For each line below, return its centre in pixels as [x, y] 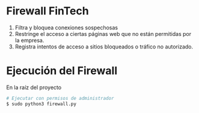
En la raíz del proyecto [34, 87]
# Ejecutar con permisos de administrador [60, 98]
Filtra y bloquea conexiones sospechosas [66, 28]
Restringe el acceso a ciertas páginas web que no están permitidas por [103, 33]
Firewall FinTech [47, 11]
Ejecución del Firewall [62, 71]
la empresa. [29, 40]
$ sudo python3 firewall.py [41, 104]
